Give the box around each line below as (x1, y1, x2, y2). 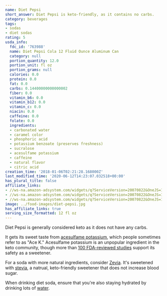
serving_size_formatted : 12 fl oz (5, 211, 77, 216)
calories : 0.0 (9, 72, 39, 77)
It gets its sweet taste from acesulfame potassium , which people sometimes (5, 234, 161, 240)
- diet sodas (5, 30, 32, 35)
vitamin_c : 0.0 (9, 104, 41, 109)
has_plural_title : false (5, 179, 57, 184)
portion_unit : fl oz (9, 63, 52, 68)
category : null (9, 53, 41, 59)
